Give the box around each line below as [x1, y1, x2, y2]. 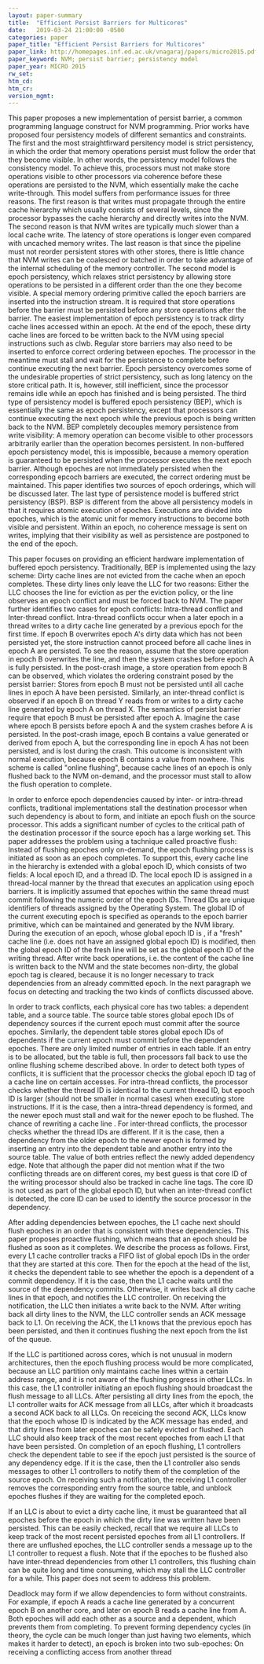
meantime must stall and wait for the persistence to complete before [8, 355, 229, 365]
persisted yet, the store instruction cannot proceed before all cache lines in [8, 638, 251, 647]
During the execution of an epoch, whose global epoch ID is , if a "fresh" [8, 929, 244, 938]
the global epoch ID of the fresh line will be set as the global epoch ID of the [8, 945, 255, 955]
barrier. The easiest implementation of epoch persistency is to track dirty [8, 313, 244, 323]
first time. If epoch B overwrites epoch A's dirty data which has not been [8, 629, 243, 639]
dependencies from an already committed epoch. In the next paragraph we [8, 979, 251, 988]
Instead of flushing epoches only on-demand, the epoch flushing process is [8, 845, 254, 855]
